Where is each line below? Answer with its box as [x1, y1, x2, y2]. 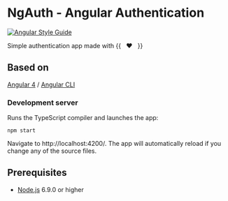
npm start [7, 127, 36, 134]
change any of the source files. [7, 147, 97, 155]
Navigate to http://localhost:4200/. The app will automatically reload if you [7, 140, 222, 148]
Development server [7, 98, 78, 107]
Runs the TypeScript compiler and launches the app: [7, 114, 159, 122]
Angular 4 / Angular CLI [7, 80, 76, 89]
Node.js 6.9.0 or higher [17, 185, 84, 193]
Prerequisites [7, 167, 67, 179]
